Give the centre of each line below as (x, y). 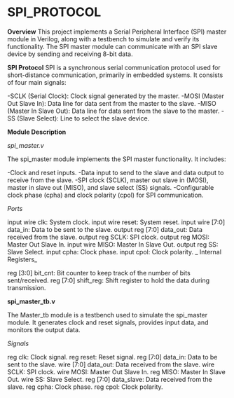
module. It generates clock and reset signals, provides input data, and (108, 322)
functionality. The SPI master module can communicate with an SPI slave (112, 46)
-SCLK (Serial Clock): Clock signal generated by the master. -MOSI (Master (116, 96)
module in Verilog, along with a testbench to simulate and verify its (103, 39)
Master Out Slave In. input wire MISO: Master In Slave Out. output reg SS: (113, 244)
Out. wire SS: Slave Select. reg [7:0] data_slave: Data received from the (110, 379)
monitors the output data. (44, 329)
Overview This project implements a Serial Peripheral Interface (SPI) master (117, 32)
